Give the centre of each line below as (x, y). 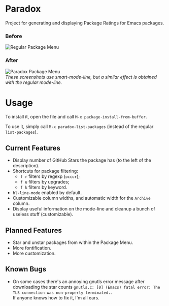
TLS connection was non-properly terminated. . (62, 292)
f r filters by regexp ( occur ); (50, 176)
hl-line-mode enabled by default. (47, 193)
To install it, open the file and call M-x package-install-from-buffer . (76, 117)
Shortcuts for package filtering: (45, 171)
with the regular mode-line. (34, 82)
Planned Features (34, 230)
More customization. (34, 253)
